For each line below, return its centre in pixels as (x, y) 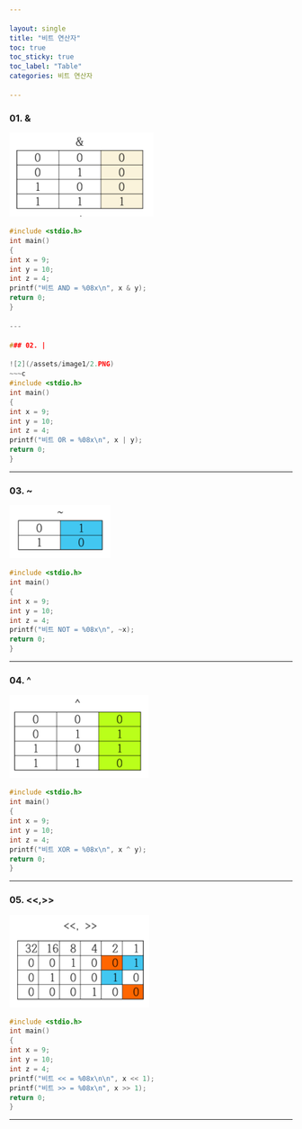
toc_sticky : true (42, 57)
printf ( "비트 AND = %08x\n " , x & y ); (78, 288)
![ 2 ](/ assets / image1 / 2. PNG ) (62, 365)
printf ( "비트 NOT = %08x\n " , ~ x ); (72, 630)
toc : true (28, 48)
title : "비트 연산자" (45, 38)
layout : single (38, 28)
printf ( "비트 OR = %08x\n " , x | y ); (76, 440)
